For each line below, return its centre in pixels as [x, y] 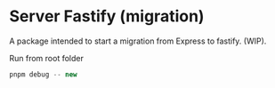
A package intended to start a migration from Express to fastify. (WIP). [138, 41]
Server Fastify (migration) [107, 16]
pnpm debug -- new [43, 74]
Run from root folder [47, 58]
